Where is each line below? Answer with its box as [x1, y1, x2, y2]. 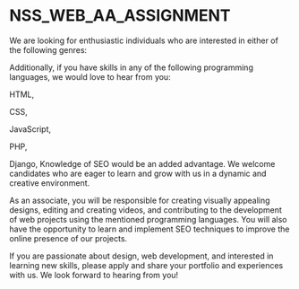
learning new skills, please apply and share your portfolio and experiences [9, 259, 284, 270]
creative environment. [9, 177, 90, 188]
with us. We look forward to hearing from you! [9, 269, 179, 280]
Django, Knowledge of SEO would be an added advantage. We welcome [9, 158, 276, 169]
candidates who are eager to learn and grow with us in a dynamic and [9, 168, 267, 179]
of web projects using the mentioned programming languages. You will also [9, 214, 287, 224]
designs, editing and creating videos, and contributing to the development [9, 204, 282, 215]
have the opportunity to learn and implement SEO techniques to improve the [9, 223, 290, 234]
